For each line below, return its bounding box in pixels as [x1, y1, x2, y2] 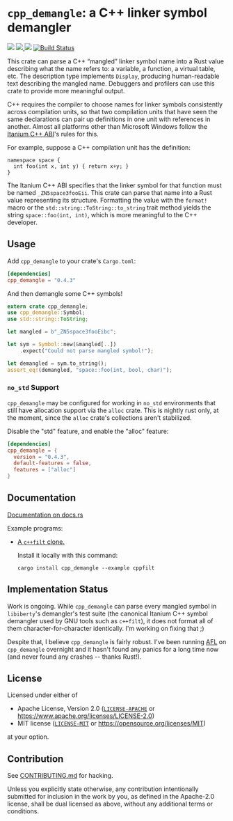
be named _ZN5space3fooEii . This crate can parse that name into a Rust [7, 188, 212, 196]
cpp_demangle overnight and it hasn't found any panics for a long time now [7, 645, 219, 653]
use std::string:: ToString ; [7, 315, 89, 323]
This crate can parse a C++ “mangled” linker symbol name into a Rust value [7, 57, 225, 65]
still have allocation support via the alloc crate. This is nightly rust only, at [7, 406, 219, 414]
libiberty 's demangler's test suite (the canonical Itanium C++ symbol [7, 609, 209, 618]
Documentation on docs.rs [7, 510, 83, 519]
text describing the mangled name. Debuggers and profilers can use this [7, 79, 215, 88]
